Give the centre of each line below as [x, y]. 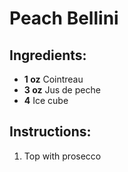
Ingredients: [48, 55]
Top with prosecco [62, 156]
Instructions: [50, 132]
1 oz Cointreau [53, 79]
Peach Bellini [64, 18]
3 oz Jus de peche [62, 90]
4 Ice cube [46, 100]
